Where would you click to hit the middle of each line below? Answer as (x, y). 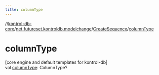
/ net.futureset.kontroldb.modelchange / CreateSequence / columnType (84, 29)
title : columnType (24, 10)
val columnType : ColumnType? (36, 67)
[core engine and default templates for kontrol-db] (56, 62)
